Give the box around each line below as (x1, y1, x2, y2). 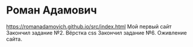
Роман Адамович (6, 4, 97, 17)
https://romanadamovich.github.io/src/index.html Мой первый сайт (6, 23, 172, 30)
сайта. (6, 35, 23, 42)
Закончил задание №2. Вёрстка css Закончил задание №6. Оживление (6, 29, 187, 36)
